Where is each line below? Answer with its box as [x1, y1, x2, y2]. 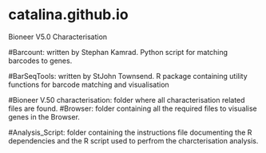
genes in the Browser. [8, 112, 80, 121]
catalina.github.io [8, 6, 129, 24]
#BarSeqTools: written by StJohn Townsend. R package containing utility [8, 71, 248, 80]
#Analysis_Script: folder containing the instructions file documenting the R [8, 127, 252, 137]
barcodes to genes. [8, 56, 73, 65]
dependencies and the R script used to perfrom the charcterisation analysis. [8, 135, 259, 145]
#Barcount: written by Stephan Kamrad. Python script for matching [8, 47, 228, 57]
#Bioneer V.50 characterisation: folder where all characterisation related [8, 95, 245, 104]
